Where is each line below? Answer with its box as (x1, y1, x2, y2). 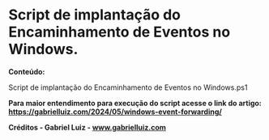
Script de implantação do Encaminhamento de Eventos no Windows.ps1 (8, 83, 248, 92)
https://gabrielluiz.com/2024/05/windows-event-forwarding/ (8, 107, 223, 117)
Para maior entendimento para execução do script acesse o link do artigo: (8, 98, 262, 108)
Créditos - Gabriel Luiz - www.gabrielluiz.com (8, 122, 166, 132)
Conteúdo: (8, 66, 45, 76)
